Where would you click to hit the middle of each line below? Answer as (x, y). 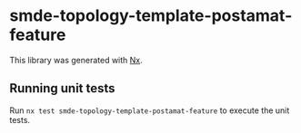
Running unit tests (62, 88)
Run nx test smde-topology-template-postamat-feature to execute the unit (150, 110)
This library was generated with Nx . (76, 60)
